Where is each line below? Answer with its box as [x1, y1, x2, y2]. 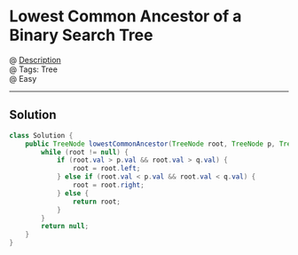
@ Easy [9, 73, 37, 84]
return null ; [41, 222, 90, 231]
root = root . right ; [72, 180, 145, 189]
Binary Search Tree [9, 25, 153, 45]
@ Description [9, 54, 62, 65]
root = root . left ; [72, 164, 141, 173]
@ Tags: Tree [9, 64, 58, 75]
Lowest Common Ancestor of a [9, 6, 242, 27]
